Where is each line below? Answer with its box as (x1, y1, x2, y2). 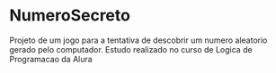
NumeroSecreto (9, 5, 130, 26)
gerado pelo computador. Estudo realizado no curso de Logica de (9, 44, 254, 54)
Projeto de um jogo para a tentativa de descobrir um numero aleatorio (9, 35, 268, 45)
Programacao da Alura (9, 53, 93, 64)
